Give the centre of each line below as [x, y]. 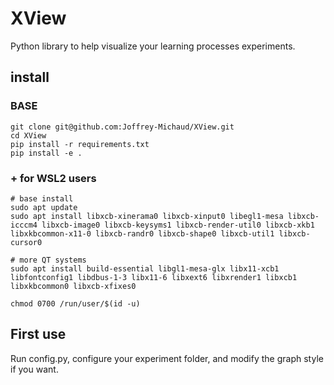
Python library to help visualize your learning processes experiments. [153, 46]
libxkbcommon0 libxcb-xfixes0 [73, 286]
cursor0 [26, 242]
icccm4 [24, 225]
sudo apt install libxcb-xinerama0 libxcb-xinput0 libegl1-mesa [147, 216]
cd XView [28, 135]
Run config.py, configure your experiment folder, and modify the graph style [167, 358]
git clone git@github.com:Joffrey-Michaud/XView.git [122, 127]
